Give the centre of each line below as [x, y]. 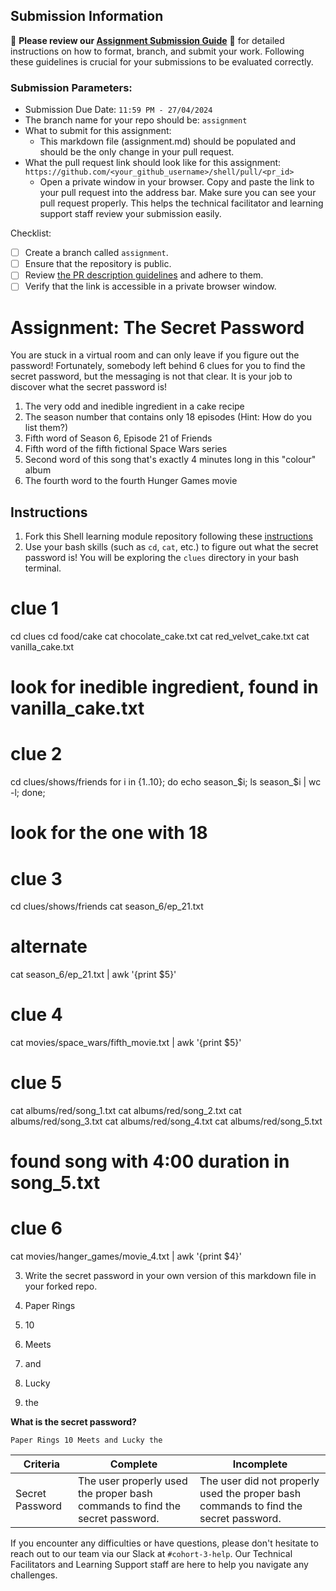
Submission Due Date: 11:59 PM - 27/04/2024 [118, 110]
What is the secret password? [73, 1422]
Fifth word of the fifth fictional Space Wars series [126, 449]
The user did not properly [259, 1481]
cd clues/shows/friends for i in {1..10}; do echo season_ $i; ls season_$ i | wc [166, 782]
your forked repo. [61, 1286]
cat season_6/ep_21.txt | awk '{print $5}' [93, 975]
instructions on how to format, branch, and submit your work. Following [157, 51]
